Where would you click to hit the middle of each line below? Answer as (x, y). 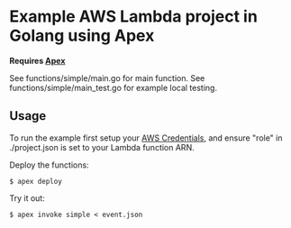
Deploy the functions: (49, 165)
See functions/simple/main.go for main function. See (107, 78)
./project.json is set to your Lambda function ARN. (102, 147)
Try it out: (27, 198)
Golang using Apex (82, 36)
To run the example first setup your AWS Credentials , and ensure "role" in (146, 138)
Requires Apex (37, 60)
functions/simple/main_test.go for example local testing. (114, 87)
